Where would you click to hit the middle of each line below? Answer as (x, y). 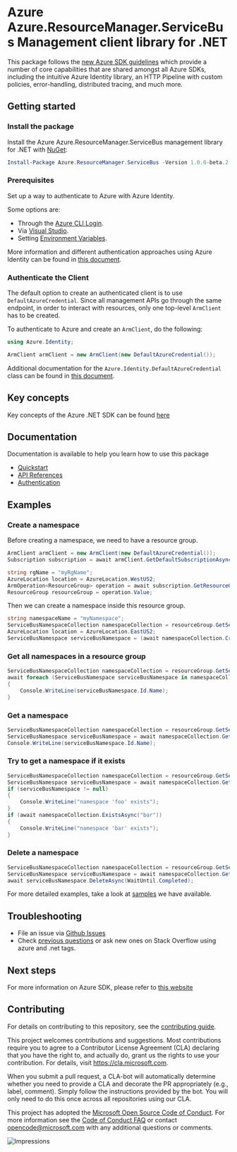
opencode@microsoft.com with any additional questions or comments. (110, 1127)
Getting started (42, 107)
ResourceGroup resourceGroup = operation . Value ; (80, 592)
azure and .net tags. (47, 948)
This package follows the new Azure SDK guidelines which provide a (107, 61)
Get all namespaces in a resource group (77, 656)
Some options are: (34, 210)
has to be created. (34, 315)
